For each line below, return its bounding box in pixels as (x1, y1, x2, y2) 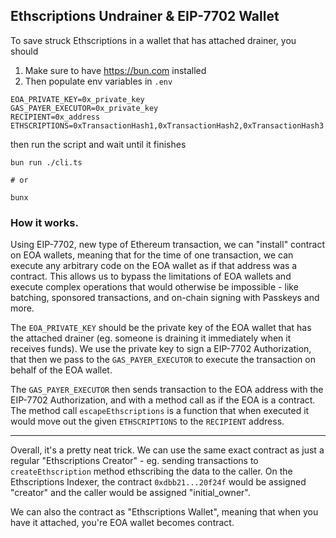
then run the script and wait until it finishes (10, 138, 187, 150)
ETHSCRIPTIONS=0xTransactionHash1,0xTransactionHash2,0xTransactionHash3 (10, 120, 325, 131)
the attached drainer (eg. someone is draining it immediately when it (10, 332, 292, 344)
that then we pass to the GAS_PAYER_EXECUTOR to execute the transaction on (10, 354, 316, 366)
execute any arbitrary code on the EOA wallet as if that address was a (10, 260, 298, 272)
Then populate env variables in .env (24, 75, 173, 87)
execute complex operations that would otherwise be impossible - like (10, 281, 299, 293)
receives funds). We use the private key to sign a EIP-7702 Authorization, (10, 343, 312, 355)
